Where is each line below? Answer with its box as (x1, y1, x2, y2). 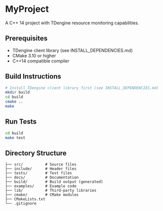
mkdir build (5, 90, 30, 95)
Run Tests (5, 117, 37, 126)
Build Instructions (5, 72, 62, 81)
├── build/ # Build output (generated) (5, 179, 103, 184)
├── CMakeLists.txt (5, 197, 46, 202)
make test (5, 135, 26, 140)
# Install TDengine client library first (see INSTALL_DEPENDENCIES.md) (5, 85, 159, 90)
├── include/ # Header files (5, 166, 77, 171)
